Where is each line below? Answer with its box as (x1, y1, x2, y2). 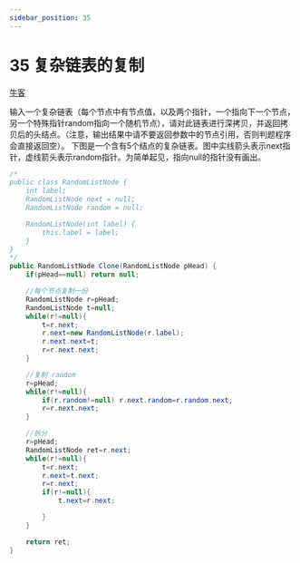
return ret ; (25, 537, 71, 547)
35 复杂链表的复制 (9, 55, 145, 75)
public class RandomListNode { (9, 178, 128, 187)
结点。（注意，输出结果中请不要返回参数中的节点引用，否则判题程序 (40, 129, 292, 140)
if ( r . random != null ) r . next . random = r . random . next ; (42, 395, 233, 404)
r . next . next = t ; (42, 337, 100, 346)
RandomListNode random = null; (25, 203, 144, 213)
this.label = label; (42, 228, 120, 237)
